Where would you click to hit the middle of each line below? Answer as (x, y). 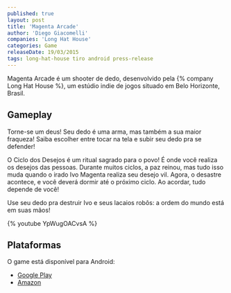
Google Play (34, 275)
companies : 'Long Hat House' (49, 39)
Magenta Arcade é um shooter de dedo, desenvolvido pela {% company (110, 78)
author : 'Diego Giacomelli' (48, 33)
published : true (31, 14)
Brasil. (16, 93)
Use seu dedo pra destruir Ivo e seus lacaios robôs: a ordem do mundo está (115, 202)
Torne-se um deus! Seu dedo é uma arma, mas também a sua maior (104, 132)
